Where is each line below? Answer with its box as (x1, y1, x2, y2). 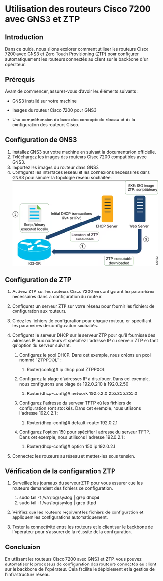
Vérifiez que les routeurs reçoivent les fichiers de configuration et (12, 509, 144, 515)
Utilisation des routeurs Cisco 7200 (5, 3, 151, 15)
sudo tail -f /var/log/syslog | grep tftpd (19, 499, 96, 506)
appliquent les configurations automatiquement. (12, 514, 108, 520)
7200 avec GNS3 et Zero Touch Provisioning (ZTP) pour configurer (5, 51, 139, 57)
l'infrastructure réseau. (5, 571, 51, 577)
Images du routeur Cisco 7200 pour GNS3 (12, 107, 97, 113)
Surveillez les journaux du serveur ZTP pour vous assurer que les (12, 480, 143, 486)
